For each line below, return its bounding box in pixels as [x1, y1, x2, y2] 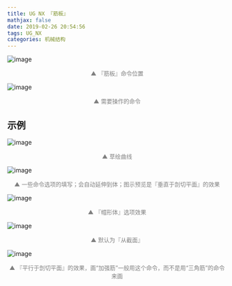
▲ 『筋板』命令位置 [90, 70, 144, 77]
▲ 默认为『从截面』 [90, 236, 144, 244]
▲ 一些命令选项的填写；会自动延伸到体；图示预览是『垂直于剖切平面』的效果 [14, 180, 220, 188]
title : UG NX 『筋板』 [7, 10, 69, 17]
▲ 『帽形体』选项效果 [88, 208, 146, 216]
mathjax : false [7, 17, 52, 24]
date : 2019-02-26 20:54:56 [7, 23, 86, 30]
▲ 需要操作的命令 [93, 97, 141, 105]
